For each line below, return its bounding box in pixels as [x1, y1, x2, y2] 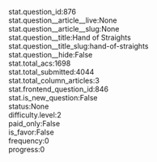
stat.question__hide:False [8, 50, 93, 59]
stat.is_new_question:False [8, 93, 98, 102]
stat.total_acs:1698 [8, 58, 71, 68]
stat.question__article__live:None [8, 15, 117, 25]
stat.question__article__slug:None [8, 24, 120, 33]
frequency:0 [8, 136, 50, 145]
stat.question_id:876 [8, 7, 77, 16]
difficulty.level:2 [8, 110, 62, 120]
